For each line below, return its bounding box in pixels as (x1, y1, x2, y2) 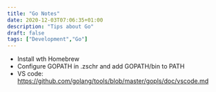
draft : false (7, 29, 45, 37)
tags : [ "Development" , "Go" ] (7, 36, 88, 43)
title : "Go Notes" (7, 10, 60, 17)
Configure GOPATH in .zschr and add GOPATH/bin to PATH (17, 62, 185, 71)
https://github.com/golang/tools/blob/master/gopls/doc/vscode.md (17, 77, 209, 85)
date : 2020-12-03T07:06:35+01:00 (7, 17, 104, 24)
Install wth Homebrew (17, 55, 79, 63)
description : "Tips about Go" (7, 23, 95, 30)
